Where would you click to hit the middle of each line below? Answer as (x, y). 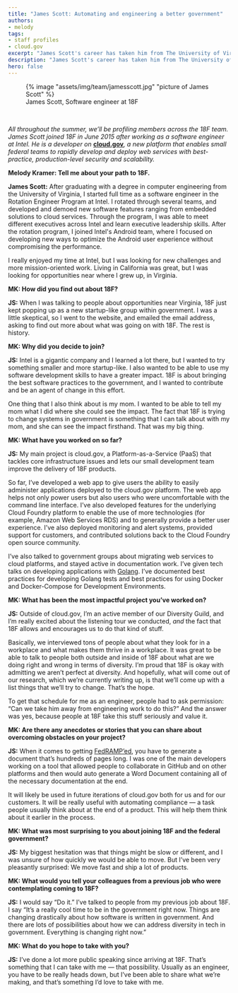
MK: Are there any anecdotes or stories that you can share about (105, 729)
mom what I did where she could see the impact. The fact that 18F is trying (117, 411)
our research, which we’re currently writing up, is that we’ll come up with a (117, 680)
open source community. (44, 542)
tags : (16, 34)
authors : (21, 20)
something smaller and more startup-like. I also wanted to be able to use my (119, 368)
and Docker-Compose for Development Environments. (87, 586)
